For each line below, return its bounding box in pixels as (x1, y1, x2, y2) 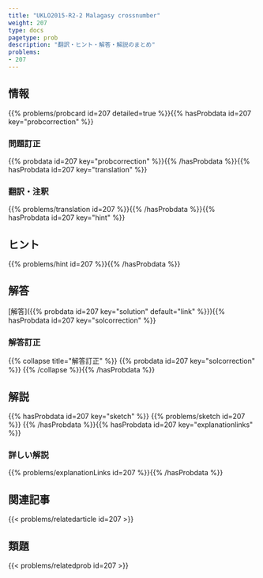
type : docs (8, 26, 44, 34)
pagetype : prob (8, 33, 58, 42)
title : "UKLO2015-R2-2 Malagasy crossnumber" (8, 11, 160, 20)
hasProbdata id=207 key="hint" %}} (8, 213, 126, 222)
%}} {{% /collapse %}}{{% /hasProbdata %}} (8, 365, 156, 375)
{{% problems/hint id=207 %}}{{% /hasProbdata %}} (8, 259, 181, 269)
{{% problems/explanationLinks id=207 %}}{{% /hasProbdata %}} (8, 468, 224, 478)
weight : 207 (8, 19, 47, 27)
